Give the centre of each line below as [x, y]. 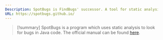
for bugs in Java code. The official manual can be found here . [79, 32]
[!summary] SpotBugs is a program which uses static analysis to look [86, 27]
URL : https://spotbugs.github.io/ [40, 14]
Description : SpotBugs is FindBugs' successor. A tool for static [73, 9]
